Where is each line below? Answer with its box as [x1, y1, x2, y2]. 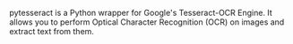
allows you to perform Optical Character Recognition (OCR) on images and [9, 17, 285, 27]
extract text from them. [9, 26, 94, 36]
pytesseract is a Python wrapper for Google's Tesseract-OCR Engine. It [9, 8, 273, 18]
